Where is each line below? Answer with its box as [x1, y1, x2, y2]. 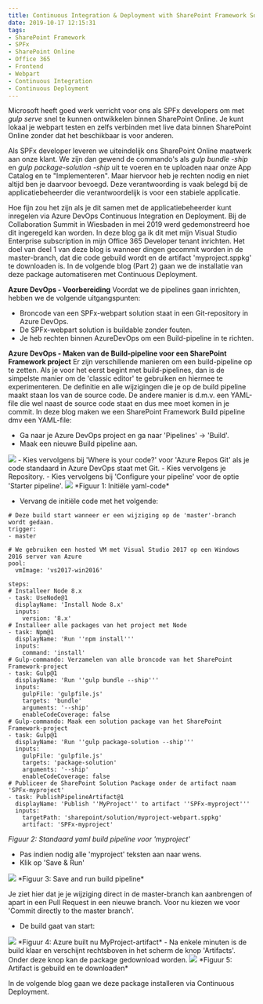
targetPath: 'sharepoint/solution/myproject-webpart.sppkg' [22, 814, 222, 822]
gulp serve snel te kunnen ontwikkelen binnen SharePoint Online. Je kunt [8, 115, 244, 124]
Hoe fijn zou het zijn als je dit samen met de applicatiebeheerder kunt [8, 203, 232, 213]
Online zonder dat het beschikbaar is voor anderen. [8, 131, 174, 141]
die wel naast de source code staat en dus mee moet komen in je [20, 399, 229, 408]
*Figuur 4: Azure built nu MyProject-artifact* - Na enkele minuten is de [17, 937, 247, 947]
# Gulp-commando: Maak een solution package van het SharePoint [8, 717, 222, 726]
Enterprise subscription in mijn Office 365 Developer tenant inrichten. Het [8, 236, 245, 246]
